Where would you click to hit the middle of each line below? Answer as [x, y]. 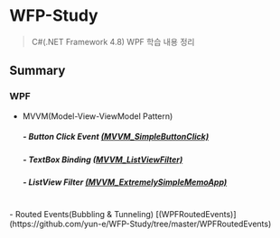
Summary [37, 71]
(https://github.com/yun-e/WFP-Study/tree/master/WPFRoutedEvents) [140, 224]
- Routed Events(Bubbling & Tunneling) [82, 215]
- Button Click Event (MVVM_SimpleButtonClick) [116, 137]
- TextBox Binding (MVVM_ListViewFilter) [103, 160]
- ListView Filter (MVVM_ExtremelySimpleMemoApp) [125, 182]
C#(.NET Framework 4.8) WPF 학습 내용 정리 [113, 41]
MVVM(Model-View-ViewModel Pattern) [98, 116]
